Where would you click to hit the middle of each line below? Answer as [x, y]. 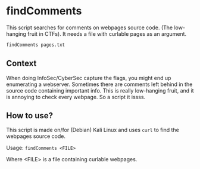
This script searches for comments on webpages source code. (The [90, 27]
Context [21, 64]
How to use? [30, 116]
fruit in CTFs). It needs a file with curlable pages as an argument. [107, 33]
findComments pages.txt [36, 45]
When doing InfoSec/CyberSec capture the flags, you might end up [89, 78]
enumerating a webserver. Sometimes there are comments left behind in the [99, 84]
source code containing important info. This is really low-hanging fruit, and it [100, 90]
